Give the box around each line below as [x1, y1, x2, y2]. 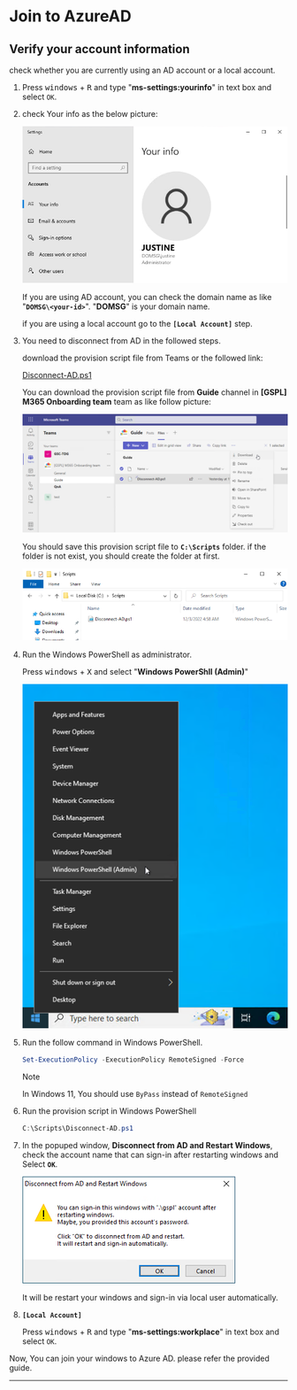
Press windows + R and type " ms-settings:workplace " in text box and [21, 1326, 280, 1338]
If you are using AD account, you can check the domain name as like [21, 292, 272, 303]
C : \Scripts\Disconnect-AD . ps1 [21, 1124, 134, 1133]
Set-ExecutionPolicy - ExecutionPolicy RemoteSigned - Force [21, 1055, 245, 1064]
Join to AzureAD [9, 6, 132, 27]
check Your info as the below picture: [21, 109, 158, 119]
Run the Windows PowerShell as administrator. [21, 649, 193, 660]
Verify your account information [9, 42, 190, 57]
